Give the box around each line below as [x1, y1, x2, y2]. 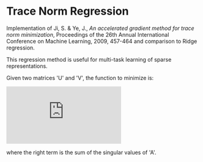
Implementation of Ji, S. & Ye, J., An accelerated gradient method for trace [6, 24, 194, 32]
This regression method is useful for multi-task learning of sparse [6, 56, 172, 63]
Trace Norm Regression [6, 4, 129, 18]
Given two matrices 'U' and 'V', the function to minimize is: [6, 74, 154, 81]
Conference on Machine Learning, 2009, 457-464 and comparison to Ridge [6, 37, 197, 45]
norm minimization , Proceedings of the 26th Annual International [6, 31, 169, 38]
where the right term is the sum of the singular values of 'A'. [6, 149, 157, 156]
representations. [6, 62, 48, 70]
